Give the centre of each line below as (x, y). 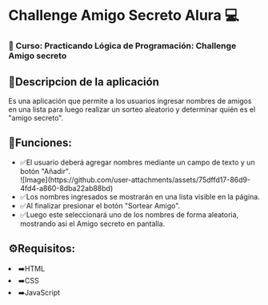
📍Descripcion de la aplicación (84, 82)
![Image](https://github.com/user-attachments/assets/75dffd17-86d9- (135, 180)
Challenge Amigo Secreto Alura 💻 (124, 16)
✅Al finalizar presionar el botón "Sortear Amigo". (100, 205)
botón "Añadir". (45, 171)
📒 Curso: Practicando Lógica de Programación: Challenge (122, 46)
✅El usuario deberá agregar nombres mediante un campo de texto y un (137, 162)
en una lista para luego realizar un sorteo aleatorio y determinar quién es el (132, 109)
